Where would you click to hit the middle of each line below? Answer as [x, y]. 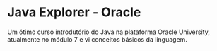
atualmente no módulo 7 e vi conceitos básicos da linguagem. [97, 39]
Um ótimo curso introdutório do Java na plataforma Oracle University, [108, 32]
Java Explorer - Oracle [74, 12]
